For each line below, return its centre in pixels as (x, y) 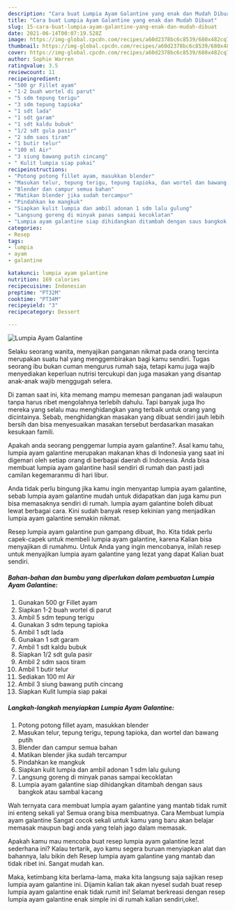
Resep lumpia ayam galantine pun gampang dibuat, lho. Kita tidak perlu (110, 532)
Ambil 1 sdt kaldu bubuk (52, 647)
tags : (16, 241)
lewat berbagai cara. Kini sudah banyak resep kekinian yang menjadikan (112, 511)
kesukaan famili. (31, 432)
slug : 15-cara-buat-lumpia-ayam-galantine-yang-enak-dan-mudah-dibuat (113, 27)
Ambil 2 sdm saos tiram (52, 661)
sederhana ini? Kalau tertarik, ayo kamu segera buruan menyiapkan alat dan (117, 849)
